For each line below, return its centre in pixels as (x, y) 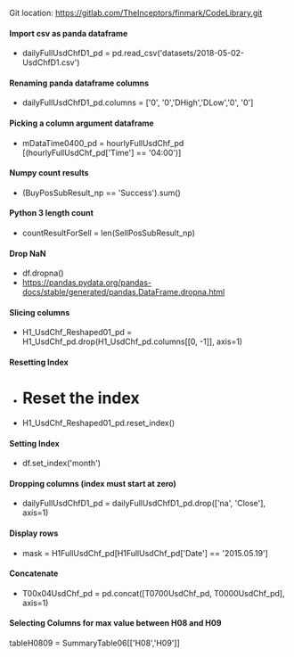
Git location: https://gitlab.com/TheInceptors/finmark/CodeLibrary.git (136, 13)
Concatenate (34, 573)
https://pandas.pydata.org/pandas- (87, 283)
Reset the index (81, 398)
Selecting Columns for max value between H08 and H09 (115, 623)
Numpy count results (49, 173)
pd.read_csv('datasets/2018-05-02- (178, 53)
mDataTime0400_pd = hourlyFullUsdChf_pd (103, 143)
